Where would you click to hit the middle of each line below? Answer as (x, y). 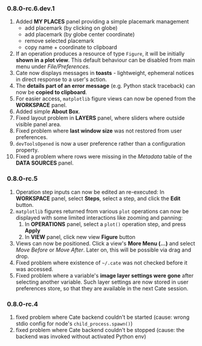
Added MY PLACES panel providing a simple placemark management (102, 22)
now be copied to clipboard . (51, 93)
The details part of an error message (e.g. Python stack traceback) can (105, 86)
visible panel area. (38, 125)
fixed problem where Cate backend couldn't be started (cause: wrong (103, 317)
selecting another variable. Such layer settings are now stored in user (102, 282)
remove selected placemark (59, 41)
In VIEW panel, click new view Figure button (80, 237)
